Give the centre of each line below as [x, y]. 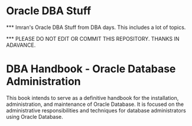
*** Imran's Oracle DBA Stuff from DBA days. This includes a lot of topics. [96, 27]
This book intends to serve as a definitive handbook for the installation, [92, 98]
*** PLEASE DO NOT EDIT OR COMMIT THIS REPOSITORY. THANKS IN [93, 38]
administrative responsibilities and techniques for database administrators [96, 110]
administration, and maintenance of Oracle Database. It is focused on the [95, 104]
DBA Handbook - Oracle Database [91, 69]
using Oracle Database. [35, 117]
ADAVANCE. [21, 45]
